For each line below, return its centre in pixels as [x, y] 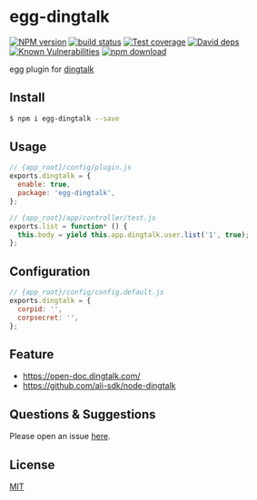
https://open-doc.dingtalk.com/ [81, 376]
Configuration [50, 271]
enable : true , [44, 185]
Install [27, 98]
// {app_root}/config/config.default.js [87, 292]
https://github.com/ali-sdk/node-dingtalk [99, 386]
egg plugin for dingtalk [52, 69]
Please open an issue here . [60, 436]
